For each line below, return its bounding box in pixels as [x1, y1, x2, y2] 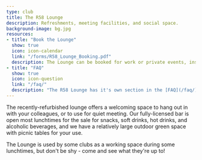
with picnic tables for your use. [6, 129, 83, 136]
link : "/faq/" [11, 82, 47, 88]
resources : [6, 31, 34, 37]
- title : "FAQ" [6, 64, 44, 71]
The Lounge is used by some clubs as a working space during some [6, 141, 176, 148]
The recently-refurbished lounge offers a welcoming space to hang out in [6, 103, 188, 111]
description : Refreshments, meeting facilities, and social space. [6, 20, 179, 26]
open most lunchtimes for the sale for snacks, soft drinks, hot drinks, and [6, 116, 188, 123]
